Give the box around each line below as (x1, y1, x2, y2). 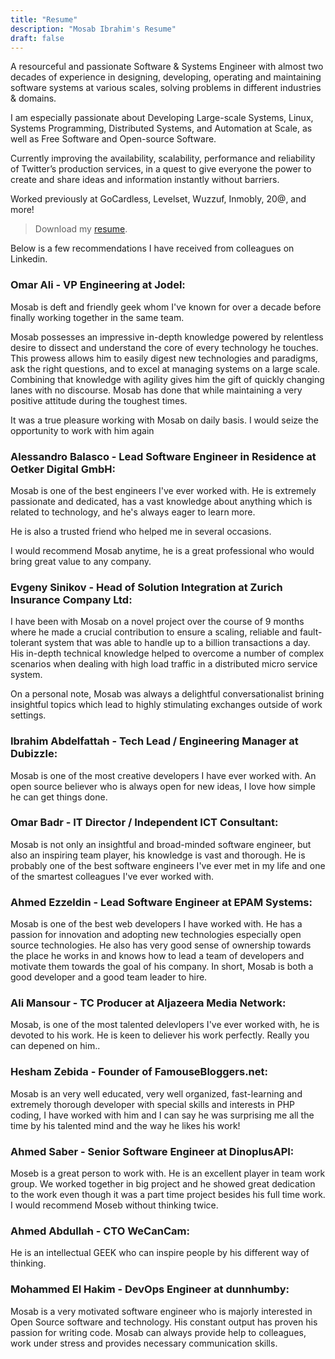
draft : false (10, 33, 65, 43)
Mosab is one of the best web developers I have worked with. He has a (10, 918, 303, 930)
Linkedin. (10, 253, 48, 265)
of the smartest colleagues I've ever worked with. (10, 870, 215, 882)
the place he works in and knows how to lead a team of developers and (10, 950, 305, 962)
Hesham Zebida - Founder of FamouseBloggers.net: (10, 1065, 268, 1079)
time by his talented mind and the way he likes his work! (10, 1119, 241, 1131)
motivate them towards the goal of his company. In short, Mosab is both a (10, 961, 314, 973)
